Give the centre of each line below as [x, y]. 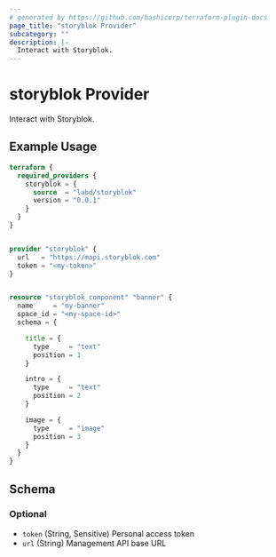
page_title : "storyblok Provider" [73, 26]
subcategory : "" [39, 34]
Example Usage [53, 147]
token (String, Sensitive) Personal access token [108, 533]
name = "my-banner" [61, 306]
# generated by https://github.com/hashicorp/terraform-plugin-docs [138, 17]
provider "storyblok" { [53, 249]
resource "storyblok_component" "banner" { [91, 298]
